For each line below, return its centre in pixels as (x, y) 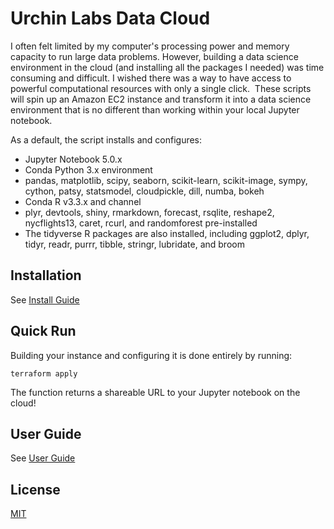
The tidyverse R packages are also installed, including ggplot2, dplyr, (167, 233)
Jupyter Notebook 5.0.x (73, 159)
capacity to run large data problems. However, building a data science (154, 56)
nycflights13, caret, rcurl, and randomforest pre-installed (141, 223)
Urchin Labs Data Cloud (110, 18)
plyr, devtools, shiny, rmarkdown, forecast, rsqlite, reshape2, (149, 212)
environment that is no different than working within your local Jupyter (155, 109)
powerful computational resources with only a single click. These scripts (161, 88)
